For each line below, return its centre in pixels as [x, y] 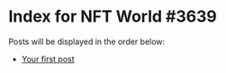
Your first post [48, 59]
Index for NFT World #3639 [113, 17]
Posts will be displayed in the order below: [87, 41]
